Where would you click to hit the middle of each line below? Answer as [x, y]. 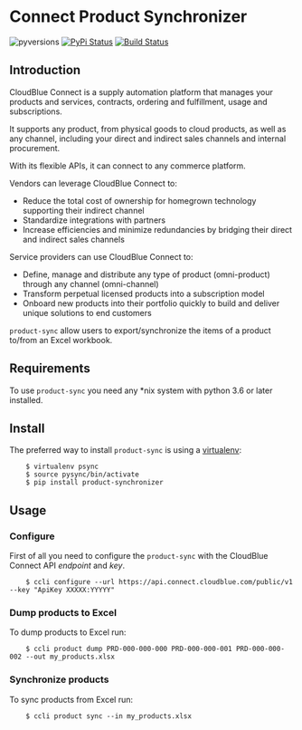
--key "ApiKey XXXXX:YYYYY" [62, 591]
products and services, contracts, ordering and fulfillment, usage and [139, 101]
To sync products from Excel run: [71, 699]
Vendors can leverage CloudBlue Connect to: [94, 183]
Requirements [50, 369]
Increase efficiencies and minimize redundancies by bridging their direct [157, 229]
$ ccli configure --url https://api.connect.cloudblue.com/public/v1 [160, 582]
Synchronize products [59, 679]
